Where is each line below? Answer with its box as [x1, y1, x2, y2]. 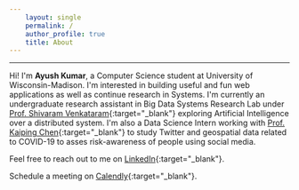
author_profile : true [25, 29, 105, 38]
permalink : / [25, 21, 74, 30]
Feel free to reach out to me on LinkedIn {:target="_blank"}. [9, 154, 225, 164]
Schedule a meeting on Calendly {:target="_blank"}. [9, 170, 198, 182]
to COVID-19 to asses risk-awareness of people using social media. [9, 137, 256, 147]
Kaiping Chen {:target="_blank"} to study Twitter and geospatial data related [9, 127, 287, 138]
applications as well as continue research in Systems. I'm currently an [9, 90, 265, 100]
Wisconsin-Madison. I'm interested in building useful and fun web [9, 80, 251, 91]
